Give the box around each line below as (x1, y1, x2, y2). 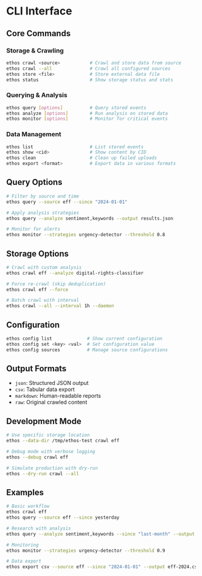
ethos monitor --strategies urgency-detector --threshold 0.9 (6, 547, 165, 554)
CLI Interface (6, 4, 72, 18)
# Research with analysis (6, 525, 71, 531)
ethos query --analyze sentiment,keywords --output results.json (6, 215, 173, 221)
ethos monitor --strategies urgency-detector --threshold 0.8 (6, 232, 165, 238)
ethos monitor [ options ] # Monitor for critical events (6, 116, 168, 122)
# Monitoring (6, 542, 39, 548)
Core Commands (6, 28, 71, 39)
